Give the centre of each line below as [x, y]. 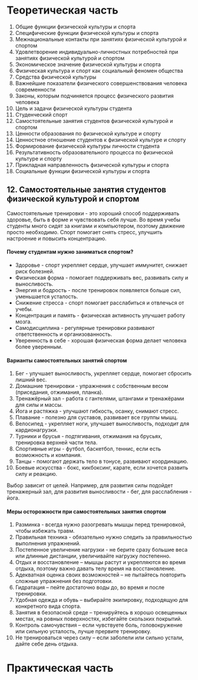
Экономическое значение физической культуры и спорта [88, 64]
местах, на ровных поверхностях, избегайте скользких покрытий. [98, 619]
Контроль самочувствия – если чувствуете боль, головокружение [99, 625]
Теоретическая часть [62, 10]
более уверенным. [39, 347]
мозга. [23, 321]
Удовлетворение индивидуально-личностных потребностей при [97, 51]
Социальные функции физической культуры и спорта [82, 171]
